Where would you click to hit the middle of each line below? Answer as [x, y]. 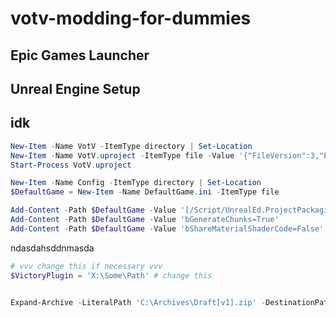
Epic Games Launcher [80, 55]
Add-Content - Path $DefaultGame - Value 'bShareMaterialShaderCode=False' [167, 228]
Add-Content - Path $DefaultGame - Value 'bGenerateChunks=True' [145, 220]
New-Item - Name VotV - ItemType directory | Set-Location [131, 146]
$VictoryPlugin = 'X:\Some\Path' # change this [111, 275]
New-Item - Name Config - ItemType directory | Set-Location [136, 183]
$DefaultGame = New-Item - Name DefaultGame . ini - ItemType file [145, 192]
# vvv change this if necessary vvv [86, 266]
